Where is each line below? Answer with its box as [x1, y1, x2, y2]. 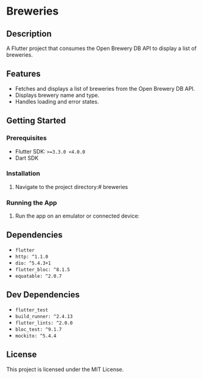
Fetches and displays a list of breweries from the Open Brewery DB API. [15, 85, 195, 92]
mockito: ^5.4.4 [15, 333, 57, 339]
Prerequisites [6, 134, 47, 143]
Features [6, 69, 41, 79]
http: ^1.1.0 [15, 253, 49, 260]
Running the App [6, 198, 57, 207]
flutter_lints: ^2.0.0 [15, 320, 73, 326]
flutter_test [15, 306, 49, 313]
